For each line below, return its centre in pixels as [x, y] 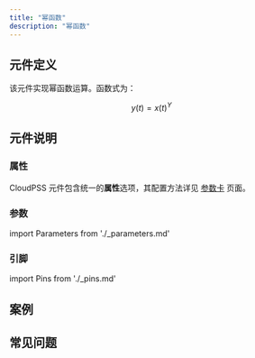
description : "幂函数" [50, 26]
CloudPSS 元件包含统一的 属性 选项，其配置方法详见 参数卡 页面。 [130, 188]
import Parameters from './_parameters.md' [90, 233]
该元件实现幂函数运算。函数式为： [73, 88]
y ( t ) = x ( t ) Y [151, 107]
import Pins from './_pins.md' [63, 279]
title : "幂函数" [38, 18]
